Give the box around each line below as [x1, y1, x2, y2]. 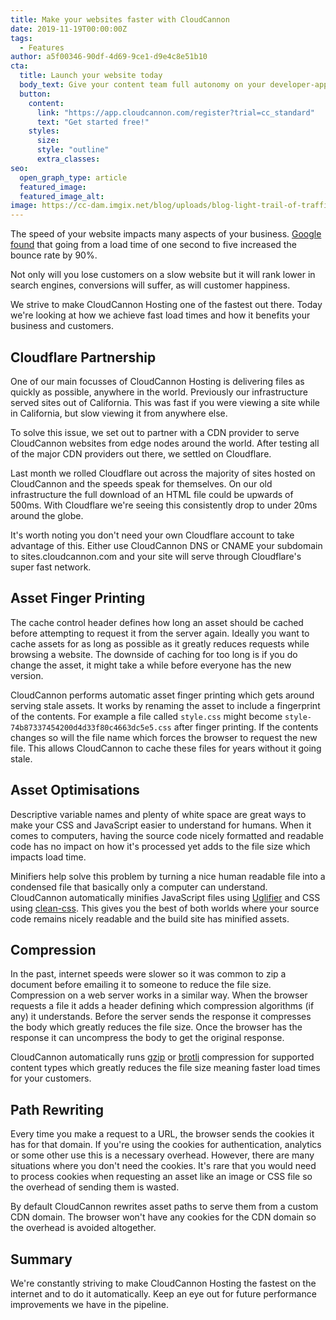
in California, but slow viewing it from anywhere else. [10, 407, 228, 419]
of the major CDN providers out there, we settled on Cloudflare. [10, 447, 272, 460]
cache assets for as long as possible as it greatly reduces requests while [10, 637, 310, 650]
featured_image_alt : [19, 191, 105, 201]
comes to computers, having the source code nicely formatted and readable [10, 829, 324, 841]
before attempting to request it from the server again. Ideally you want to [10, 627, 310, 639]
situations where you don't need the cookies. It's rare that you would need [10, 1160, 317, 1172]
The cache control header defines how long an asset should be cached [10, 616, 304, 628]
